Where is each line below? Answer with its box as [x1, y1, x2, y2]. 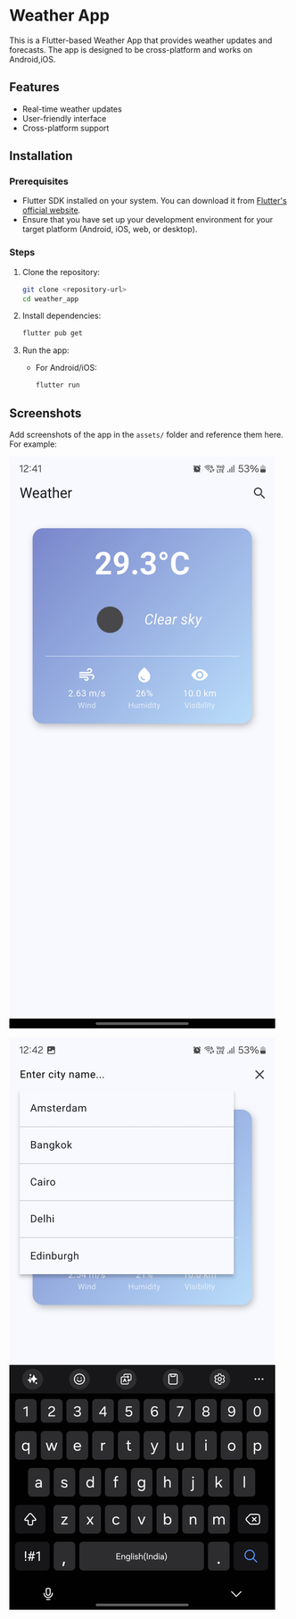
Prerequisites [9, 175, 69, 188]
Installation [9, 148, 73, 164]
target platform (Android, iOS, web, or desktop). [21, 224, 198, 235]
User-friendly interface [21, 113, 107, 123]
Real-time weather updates [21, 104, 122, 114]
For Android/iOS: [35, 363, 97, 373]
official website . [21, 205, 81, 215]
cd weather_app [21, 294, 79, 304]
